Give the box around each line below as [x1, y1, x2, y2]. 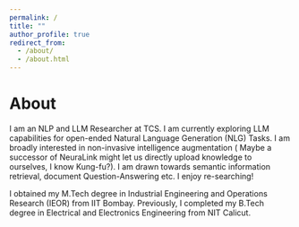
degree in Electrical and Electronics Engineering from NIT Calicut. [9, 207, 252, 218]
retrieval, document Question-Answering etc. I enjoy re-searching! [9, 170, 254, 181]
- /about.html [17, 55, 70, 64]
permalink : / [9, 13, 58, 22]
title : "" [9, 22, 47, 31]
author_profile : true [9, 30, 90, 39]
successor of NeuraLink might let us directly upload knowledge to [9, 152, 252, 162]
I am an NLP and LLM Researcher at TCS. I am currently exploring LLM [9, 123, 270, 134]
